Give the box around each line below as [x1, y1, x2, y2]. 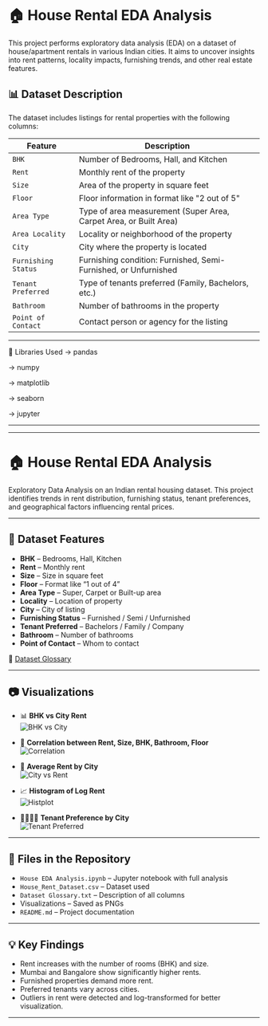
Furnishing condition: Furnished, [78, 254, 199, 265]
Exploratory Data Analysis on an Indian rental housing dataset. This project [8, 485, 254, 494]
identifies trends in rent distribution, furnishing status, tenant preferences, [8, 493, 251, 503]
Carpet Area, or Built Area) [78, 215, 178, 226]
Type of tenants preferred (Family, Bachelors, [78, 277, 249, 288]
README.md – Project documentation [19, 907, 135, 917]
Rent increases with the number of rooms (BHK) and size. [19, 958, 209, 969]
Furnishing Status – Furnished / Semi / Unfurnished [19, 613, 191, 623]
